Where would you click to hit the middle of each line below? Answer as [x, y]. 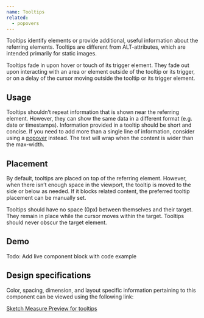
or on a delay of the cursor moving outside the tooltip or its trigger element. [101, 78]
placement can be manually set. [46, 198]
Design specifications [49, 276]
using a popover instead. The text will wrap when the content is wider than [100, 138]
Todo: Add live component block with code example [72, 256]
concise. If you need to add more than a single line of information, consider [100, 132]
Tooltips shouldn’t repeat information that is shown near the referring [93, 112]
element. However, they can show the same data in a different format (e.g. [100, 119]
